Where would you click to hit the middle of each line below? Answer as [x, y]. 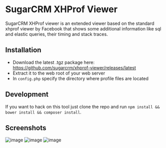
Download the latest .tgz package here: [53, 62]
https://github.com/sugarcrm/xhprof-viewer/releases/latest [74, 67]
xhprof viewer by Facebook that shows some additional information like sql [83, 28]
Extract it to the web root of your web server [59, 73]
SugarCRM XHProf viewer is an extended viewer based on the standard [80, 23]
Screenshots [26, 128]
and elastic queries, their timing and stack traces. [57, 34]
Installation [23, 50]
